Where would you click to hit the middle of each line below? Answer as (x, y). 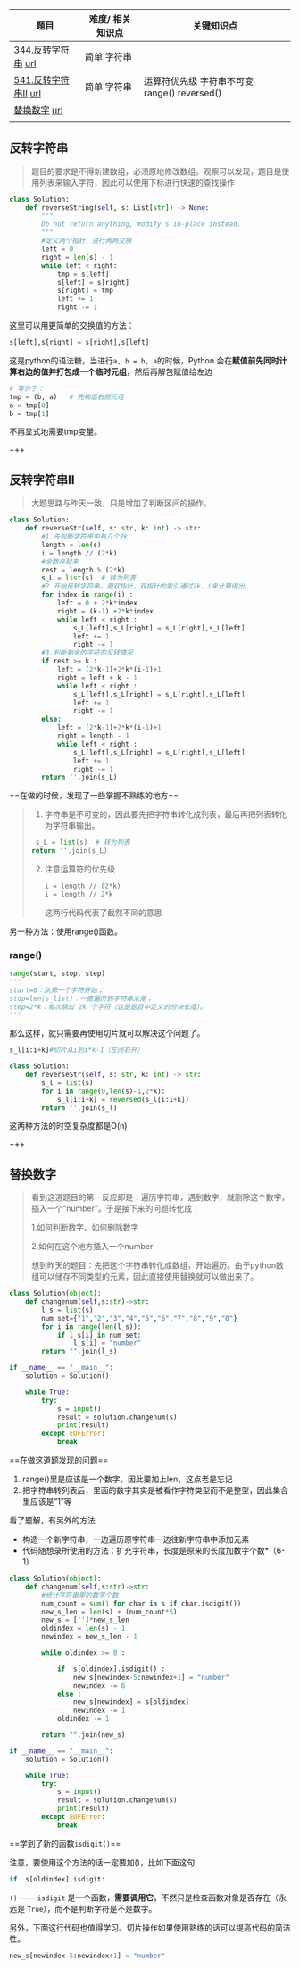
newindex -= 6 (99, 1685)
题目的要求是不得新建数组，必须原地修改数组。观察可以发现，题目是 (156, 171)
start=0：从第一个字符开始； (57, 990)
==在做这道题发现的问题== (59, 1460)
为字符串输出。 (72, 826)
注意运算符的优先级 (80, 869)
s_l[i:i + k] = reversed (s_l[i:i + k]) (123, 1099)
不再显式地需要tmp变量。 (56, 431)
